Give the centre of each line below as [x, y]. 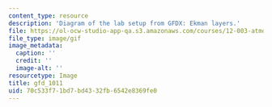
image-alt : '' [39, 68]
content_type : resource [49, 16]
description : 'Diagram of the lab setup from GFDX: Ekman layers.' [125, 23]
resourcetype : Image [43, 76]
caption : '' [36, 53]
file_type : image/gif [45, 38]
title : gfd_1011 [36, 83]
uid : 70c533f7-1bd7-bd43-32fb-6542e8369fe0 [83, 91]
